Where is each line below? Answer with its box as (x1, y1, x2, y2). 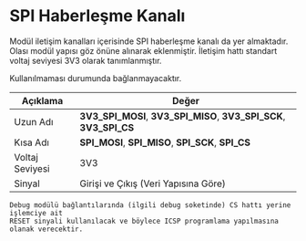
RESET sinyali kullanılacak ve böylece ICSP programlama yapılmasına (9, 216, 280, 225)
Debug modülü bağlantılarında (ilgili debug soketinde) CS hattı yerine (9, 200, 291, 210)
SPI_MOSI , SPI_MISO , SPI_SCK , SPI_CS (79, 136, 251, 149)
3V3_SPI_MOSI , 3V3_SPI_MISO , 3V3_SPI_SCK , (79, 110, 286, 122)
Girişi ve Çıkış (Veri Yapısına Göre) (79, 177, 226, 190)
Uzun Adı (14, 115, 54, 128)
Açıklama (21, 94, 64, 107)
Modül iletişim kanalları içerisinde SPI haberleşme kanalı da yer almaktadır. (9, 36, 289, 47)
